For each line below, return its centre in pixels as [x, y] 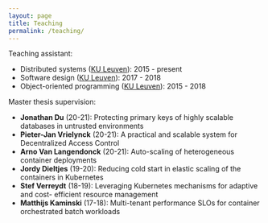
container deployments [58, 160]
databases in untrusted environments [82, 126]
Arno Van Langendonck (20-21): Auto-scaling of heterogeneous [127, 152]
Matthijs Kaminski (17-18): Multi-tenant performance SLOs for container [140, 203]
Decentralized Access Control [70, 143]
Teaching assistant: [41, 54]
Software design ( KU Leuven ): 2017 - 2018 [90, 78]
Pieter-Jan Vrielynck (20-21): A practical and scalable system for [128, 134]
